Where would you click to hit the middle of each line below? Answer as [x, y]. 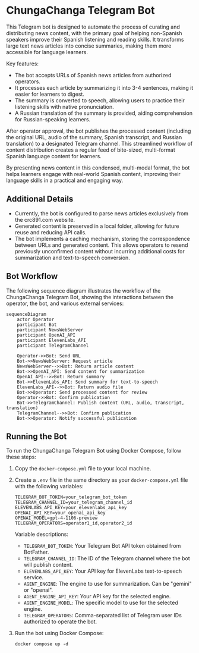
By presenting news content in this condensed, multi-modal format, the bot [98, 168]
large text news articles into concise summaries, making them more [89, 46]
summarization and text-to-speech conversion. [72, 258]
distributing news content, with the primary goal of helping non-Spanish [94, 33]
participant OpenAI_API [46, 335]
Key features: [22, 64]
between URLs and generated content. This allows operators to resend [101, 245]
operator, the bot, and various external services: [65, 303]
